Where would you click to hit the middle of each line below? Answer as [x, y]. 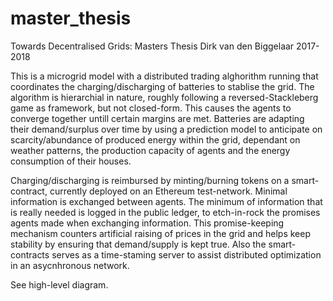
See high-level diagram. [59, 284]
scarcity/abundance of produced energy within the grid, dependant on [155, 139]
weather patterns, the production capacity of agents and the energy [150, 150]
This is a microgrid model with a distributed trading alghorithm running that [164, 76]
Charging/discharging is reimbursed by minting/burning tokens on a [150, 180]
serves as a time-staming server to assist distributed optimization [186, 254]
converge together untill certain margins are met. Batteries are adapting [157, 118]
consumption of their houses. [71, 161]
